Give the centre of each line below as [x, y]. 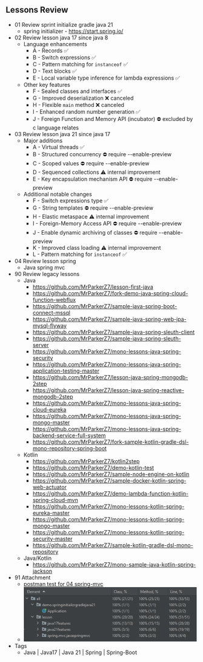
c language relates [56, 128]
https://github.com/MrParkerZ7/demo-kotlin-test [93, 467]
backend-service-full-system [69, 435]
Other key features [47, 84]
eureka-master [51, 512]
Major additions [43, 140]
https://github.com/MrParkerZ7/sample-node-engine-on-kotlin [111, 474]
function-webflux [54, 300]
